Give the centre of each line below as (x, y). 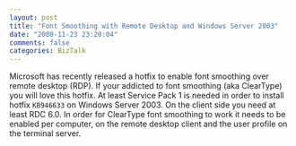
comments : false (39, 43)
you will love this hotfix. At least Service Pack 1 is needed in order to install (147, 96)
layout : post (34, 17)
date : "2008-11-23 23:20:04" (64, 34)
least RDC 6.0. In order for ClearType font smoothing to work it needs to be (148, 115)
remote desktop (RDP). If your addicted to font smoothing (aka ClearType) (146, 86)
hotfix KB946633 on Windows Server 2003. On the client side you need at (143, 105)
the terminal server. (45, 133)
